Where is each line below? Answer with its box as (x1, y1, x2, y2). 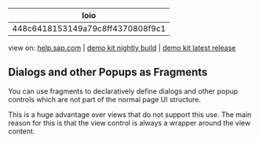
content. (8, 126, 35, 136)
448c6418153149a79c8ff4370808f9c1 (12, 23, 166, 34)
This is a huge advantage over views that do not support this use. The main (8, 109, 252, 119)
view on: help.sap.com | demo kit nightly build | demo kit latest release (8, 43, 236, 52)
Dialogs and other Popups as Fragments (8, 66, 208, 79)
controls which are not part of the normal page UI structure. (8, 94, 202, 104)
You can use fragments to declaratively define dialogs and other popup (8, 86, 239, 96)
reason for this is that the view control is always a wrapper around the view (8, 118, 251, 127)
